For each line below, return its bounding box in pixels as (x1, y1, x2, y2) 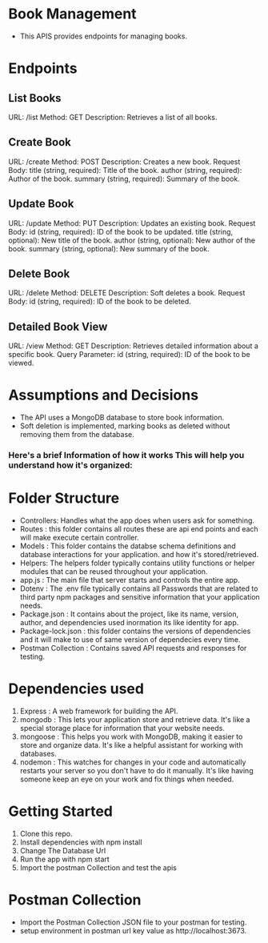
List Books (8, 91, 62, 105)
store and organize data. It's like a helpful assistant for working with (19, 740, 243, 749)
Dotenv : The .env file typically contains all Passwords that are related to (19, 584, 258, 593)
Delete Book (8, 267, 70, 280)
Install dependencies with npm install (19, 837, 142, 847)
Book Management (8, 5, 138, 23)
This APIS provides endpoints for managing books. (19, 31, 188, 41)
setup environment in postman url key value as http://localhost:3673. (19, 925, 247, 935)
